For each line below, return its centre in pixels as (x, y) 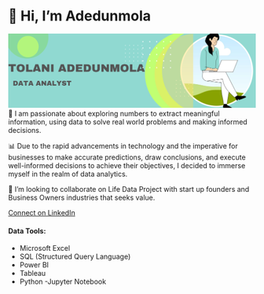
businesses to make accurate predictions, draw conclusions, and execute (127, 157)
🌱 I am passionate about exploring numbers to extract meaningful (114, 114)
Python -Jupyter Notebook (63, 281)
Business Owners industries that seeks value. (82, 198)
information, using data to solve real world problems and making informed (128, 122)
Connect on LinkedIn (42, 213)
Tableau (33, 274)
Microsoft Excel (45, 248)
